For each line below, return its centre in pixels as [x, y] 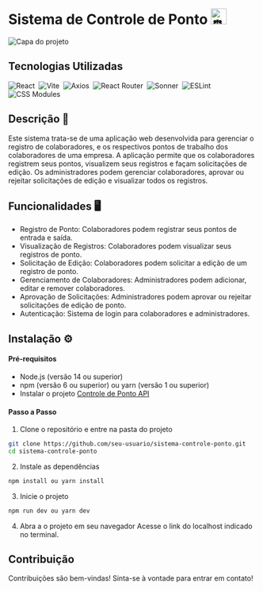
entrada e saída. [46, 238]
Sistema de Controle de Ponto [108, 19]
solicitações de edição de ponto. [73, 305]
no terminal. [39, 534]
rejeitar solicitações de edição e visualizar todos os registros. [108, 180]
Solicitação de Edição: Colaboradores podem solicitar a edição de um [133, 263]
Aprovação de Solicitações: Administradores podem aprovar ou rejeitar [135, 297]
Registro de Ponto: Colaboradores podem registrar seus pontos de [128, 230]
